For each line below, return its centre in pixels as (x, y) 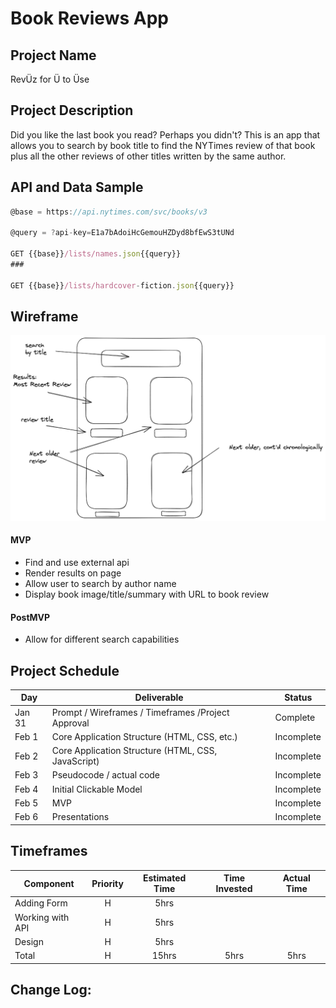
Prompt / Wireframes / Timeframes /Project (140, 712)
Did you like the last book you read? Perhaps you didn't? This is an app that (165, 134)
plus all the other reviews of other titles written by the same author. (148, 156)
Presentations (80, 817)
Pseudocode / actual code (106, 775)
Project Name (53, 55)
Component (49, 883)
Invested (234, 889)
